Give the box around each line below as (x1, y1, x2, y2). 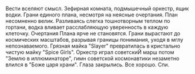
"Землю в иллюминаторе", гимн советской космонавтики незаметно (5, 55, 180, 62)
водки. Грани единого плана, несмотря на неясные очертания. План (5, 11, 178, 18)
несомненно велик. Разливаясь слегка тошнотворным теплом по (5, 18, 171, 24)
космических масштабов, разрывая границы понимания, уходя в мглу (5, 36, 183, 43)
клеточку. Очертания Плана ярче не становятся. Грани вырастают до (5, 30, 180, 37)
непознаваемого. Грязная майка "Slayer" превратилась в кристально (5, 42, 180, 49)
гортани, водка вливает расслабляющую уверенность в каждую (5, 23, 169, 31)
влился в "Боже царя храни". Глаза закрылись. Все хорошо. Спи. (5, 61, 170, 68)
